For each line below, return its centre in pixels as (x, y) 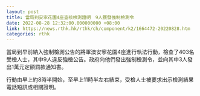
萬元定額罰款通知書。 (40, 67)
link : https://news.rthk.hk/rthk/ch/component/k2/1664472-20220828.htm (98, 28)
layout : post (23, 12)
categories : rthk (28, 34)
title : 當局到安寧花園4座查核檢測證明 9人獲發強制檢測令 (70, 17)
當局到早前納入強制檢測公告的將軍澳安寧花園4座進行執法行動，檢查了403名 (100, 52)
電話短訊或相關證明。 (33, 87)
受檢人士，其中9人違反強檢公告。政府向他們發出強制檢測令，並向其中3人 (97, 59)
